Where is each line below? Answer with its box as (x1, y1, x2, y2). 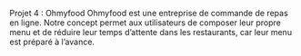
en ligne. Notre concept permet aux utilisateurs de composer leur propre (9, 17, 282, 28)
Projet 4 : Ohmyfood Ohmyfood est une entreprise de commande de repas (9, 8, 288, 18)
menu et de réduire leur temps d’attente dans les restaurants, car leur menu (9, 27, 293, 37)
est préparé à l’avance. (9, 36, 95, 47)
